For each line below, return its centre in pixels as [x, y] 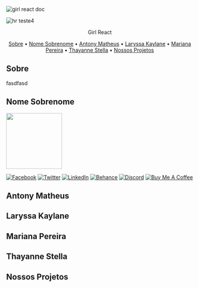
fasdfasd [17, 83]
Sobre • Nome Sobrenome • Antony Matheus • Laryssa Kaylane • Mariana [100, 44]
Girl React [100, 32]
